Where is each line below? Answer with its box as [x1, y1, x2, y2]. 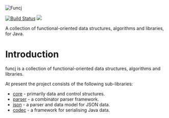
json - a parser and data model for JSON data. [12, 101, 110, 107]
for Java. [5, 31, 24, 37]
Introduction [5, 49, 59, 60]
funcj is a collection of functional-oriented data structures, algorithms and [5, 65, 161, 72]
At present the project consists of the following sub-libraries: [5, 81, 133, 87]
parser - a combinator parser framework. [12, 96, 100, 102]
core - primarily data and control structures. [12, 90, 105, 97]
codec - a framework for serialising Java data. [12, 107, 110, 113]
